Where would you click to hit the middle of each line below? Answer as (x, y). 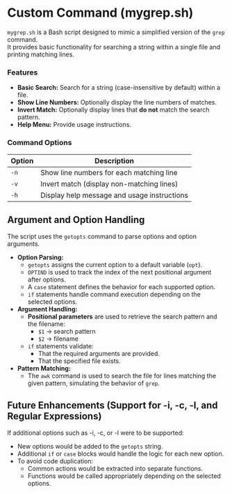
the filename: (47, 324)
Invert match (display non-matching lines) (109, 184)
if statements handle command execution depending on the (114, 295)
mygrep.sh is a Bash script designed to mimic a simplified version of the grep (116, 32)
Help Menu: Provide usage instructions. (74, 125)
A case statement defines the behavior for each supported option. (122, 287)
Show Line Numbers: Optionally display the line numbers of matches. (117, 102)
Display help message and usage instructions (115, 195)
